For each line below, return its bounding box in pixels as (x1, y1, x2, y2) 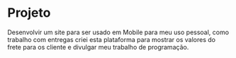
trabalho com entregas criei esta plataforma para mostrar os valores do (7, 35, 216, 43)
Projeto (7, 5, 51, 21)
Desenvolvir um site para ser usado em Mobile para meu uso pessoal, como (7, 28, 229, 36)
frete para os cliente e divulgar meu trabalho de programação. (7, 43, 189, 51)
